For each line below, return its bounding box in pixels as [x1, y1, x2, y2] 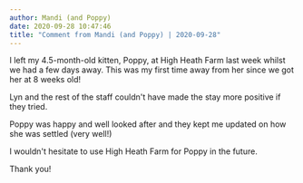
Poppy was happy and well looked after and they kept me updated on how [9, 119, 287, 130]
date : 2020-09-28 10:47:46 [9, 22, 112, 31]
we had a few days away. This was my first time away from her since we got [9, 64, 295, 75]
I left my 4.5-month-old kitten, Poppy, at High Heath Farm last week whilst [9, 55, 286, 66]
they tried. [9, 101, 48, 112]
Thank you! [9, 164, 52, 175]
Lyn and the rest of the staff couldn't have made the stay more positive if [9, 91, 281, 102]
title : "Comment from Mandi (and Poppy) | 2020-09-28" [9, 30, 221, 39]
